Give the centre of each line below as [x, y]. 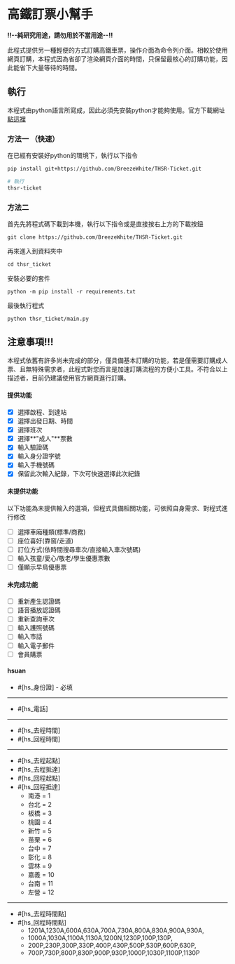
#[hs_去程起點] [39, 760]
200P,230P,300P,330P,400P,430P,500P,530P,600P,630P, [112, 945]
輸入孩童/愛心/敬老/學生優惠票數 [64, 558]
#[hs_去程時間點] [42, 913]
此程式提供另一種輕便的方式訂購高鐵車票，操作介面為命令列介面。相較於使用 [117, 50]
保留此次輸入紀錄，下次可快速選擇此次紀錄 [79, 474]
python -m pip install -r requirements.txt [72, 291]
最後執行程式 [26, 305]
